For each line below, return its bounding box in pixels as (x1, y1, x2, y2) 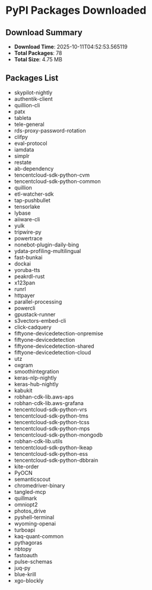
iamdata (14, 146, 34, 153)
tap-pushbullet (14, 196, 51, 203)
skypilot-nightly (14, 89, 53, 96)
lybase (14, 209, 31, 217)
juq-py (14, 564, 31, 572)
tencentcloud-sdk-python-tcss (14, 418, 90, 425)
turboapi (14, 526, 36, 533)
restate (14, 159, 32, 166)
